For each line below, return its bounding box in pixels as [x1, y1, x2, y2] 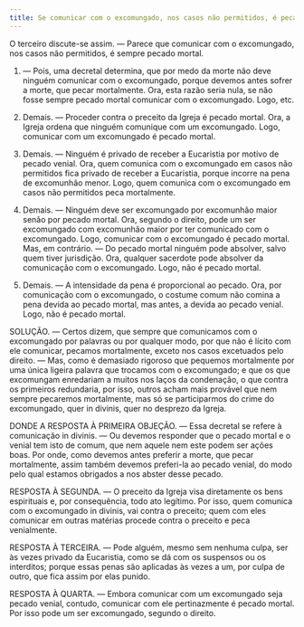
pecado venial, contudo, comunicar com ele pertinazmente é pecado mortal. [9, 598, 295, 609]
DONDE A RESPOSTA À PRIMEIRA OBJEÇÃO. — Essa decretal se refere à [9, 420, 282, 431]
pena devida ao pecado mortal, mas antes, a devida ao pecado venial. [22, 299, 284, 309]
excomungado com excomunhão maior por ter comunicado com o [22, 223, 270, 234]
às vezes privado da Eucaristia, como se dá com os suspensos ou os [9, 551, 267, 562]
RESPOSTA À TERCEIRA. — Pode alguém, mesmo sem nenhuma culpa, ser [9, 542, 289, 553]
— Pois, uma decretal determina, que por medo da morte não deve [22, 65, 271, 76]
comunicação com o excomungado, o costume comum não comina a [22, 289, 280, 299]
